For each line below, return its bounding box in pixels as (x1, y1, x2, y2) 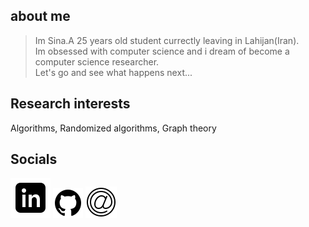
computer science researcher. (34, 55, 160, 68)
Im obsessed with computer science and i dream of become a (34, 45, 290, 57)
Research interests (10, 95, 131, 113)
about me (10, 8, 71, 25)
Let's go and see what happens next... (34, 66, 193, 78)
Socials (10, 151, 58, 168)
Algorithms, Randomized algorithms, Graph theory (10, 122, 217, 134)
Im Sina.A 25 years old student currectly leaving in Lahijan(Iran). (34, 34, 300, 46)
